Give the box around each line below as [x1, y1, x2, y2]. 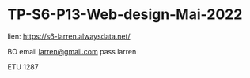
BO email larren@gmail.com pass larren [7, 46, 137, 56]
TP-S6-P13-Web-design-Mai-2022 [7, 6, 243, 24]
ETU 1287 [7, 61, 39, 72]
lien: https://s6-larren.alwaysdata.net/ [7, 32, 131, 41]
